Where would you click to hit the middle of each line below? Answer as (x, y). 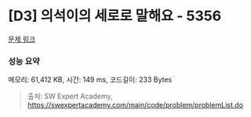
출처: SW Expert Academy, (70, 96)
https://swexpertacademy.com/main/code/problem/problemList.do (135, 105)
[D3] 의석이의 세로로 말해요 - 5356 (115, 16)
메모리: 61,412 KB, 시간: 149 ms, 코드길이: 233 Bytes (90, 80)
